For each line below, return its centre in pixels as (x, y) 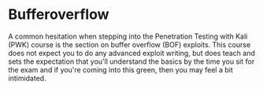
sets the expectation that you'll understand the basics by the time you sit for (131, 61)
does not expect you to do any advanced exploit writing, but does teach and (132, 53)
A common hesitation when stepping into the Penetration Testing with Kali (128, 36)
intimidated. (27, 78)
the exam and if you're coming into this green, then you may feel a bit (121, 69)
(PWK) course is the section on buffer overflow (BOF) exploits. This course (130, 44)
